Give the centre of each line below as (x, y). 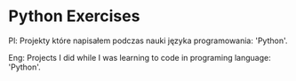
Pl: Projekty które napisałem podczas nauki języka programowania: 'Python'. (148, 40)
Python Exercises (74, 16)
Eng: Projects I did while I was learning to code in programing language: (140, 57)
